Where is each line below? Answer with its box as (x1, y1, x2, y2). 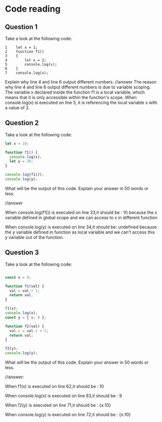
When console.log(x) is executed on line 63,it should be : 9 (5, 393, 122, 399)
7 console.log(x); (5, 70, 49, 75)
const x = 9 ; (5, 275, 31, 280)
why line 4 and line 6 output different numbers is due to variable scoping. (5, 84, 151, 90)
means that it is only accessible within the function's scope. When (5, 95, 137, 100)
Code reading (5, 3, 61, 15)
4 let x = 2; (5, 58, 47, 63)
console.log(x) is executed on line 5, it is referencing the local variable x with (5, 100, 158, 105)
